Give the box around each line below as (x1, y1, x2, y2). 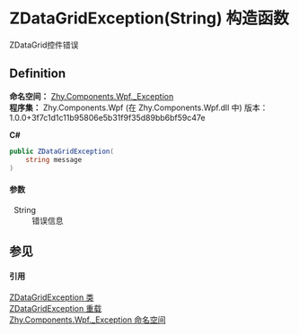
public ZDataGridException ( (9, 147, 115, 156)
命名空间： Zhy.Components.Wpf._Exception (9, 90, 174, 101)
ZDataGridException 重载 (9, 304, 102, 314)
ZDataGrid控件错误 (9, 39, 79, 50)
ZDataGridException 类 (9, 292, 94, 303)
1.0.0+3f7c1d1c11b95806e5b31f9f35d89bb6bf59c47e (9, 112, 206, 123)
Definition (9, 66, 66, 81)
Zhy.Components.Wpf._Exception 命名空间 (9, 314, 166, 325)
